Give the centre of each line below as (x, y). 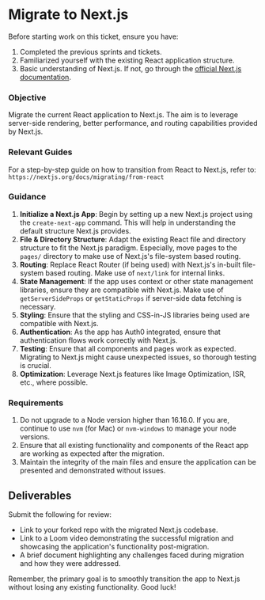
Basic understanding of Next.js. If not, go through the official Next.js (131, 68)
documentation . (45, 77)
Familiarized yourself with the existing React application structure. (127, 60)
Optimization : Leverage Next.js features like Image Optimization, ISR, (133, 374)
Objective (27, 97)
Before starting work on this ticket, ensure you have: (93, 36)
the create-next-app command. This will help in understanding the (127, 222)
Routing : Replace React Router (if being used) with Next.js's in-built (130, 264)
